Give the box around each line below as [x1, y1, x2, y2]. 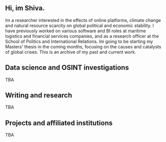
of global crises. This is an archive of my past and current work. [5, 49, 136, 55]
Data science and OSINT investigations [5, 63, 129, 72]
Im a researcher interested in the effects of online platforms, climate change [5, 17, 161, 23]
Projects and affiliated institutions [5, 119, 113, 127]
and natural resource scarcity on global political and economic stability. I [5, 22, 154, 28]
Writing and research [5, 91, 72, 100]
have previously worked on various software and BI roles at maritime [5, 27, 146, 34]
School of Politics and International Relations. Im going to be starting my [5, 38, 153, 44]
